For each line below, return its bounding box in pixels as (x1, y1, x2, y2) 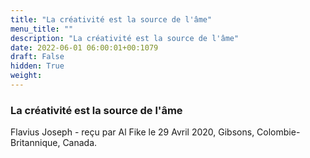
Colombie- (256, 126, 301, 138)
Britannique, (10, 137, 61, 149)
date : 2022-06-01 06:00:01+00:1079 (10, 42, 159, 53)
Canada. (62, 137, 98, 149)
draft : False (10, 52, 65, 62)
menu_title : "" (10, 24, 74, 34)
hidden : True (10, 61, 65, 71)
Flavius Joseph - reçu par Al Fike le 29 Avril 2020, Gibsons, (10, 126, 255, 138)
